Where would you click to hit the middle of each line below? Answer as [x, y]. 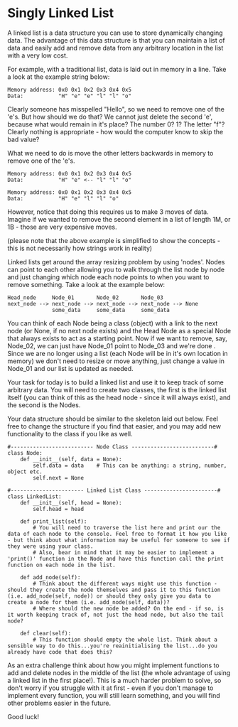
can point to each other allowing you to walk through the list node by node [116, 269]
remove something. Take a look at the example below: [86, 284]
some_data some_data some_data [111, 310]
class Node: [25, 453]
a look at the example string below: [59, 77]
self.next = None [58, 478]
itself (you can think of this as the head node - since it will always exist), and [119, 397]
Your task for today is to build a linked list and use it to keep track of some [115, 382]
